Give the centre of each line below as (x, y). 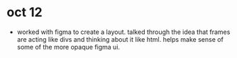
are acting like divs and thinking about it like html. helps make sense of (120, 39)
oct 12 (25, 12)
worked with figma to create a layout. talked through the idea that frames (123, 32)
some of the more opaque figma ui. (68, 47)
